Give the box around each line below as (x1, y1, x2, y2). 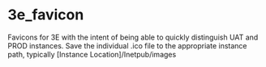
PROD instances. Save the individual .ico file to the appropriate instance (7, 40, 248, 50)
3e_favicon (7, 6, 84, 24)
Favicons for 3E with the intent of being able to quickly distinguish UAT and (7, 32, 259, 42)
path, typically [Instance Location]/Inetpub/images (7, 49, 177, 59)
